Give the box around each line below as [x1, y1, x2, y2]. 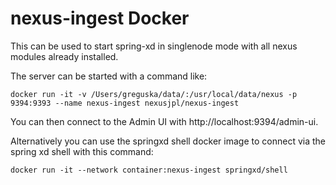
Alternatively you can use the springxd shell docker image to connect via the [10, 135, 326, 147]
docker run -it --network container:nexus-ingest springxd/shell [10, 165, 288, 175]
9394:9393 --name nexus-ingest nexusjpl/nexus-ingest [10, 98, 240, 108]
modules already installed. [10, 50, 119, 62]
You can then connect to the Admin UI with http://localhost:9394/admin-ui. [10, 115, 319, 127]
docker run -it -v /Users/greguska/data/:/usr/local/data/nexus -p [10, 89, 298, 99]
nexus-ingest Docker [10, 7, 190, 30]
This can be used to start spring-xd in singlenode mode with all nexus [10, 40, 298, 52]
